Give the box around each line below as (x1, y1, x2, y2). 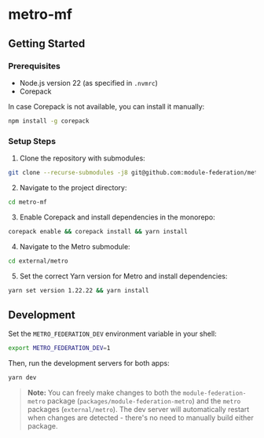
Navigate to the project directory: (19, 182, 127, 192)
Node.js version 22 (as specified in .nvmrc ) (19, 78, 159, 87)
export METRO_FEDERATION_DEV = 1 (8, 344, 111, 352)
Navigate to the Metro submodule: (19, 241, 131, 251)
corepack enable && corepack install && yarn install (8, 227, 189, 235)
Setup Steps (8, 135, 57, 146)
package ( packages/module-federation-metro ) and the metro (46, 396, 241, 406)
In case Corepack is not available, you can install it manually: (8, 101, 205, 111)
